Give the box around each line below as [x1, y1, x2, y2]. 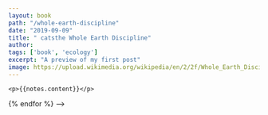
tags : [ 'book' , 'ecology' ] [8, 48, 98, 56]
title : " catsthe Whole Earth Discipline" [8, 33, 152, 42]
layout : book [8, 11, 52, 20]
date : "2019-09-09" [8, 26, 73, 34]
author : [8, 41, 34, 49]
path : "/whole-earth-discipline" [8, 19, 120, 27]
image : [8, 63, 30, 71]
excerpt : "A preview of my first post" [8, 56, 141, 64]
